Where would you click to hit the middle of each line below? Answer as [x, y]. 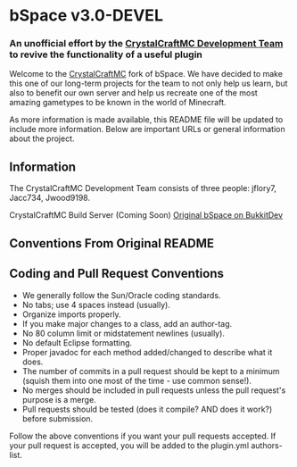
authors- [267, 445]
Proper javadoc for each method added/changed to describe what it [147, 352]
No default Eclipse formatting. [77, 342]
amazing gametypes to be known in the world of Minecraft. [118, 103]
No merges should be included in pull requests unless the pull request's [154, 390]
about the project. [42, 138]
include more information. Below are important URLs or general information [147, 129]
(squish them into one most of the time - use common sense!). [137, 380]
